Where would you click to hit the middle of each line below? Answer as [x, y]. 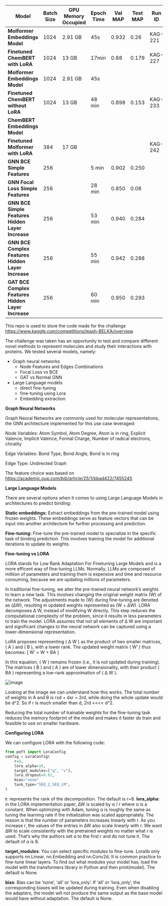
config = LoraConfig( [28, 756]
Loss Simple [22, 189]
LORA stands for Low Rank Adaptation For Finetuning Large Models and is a [83, 563]
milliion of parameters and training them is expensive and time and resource [83, 574]
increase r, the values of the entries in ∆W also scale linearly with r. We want [84, 825]
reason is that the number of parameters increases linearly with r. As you [80, 820]
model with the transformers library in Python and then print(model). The [80, 867]
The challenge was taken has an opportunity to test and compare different [82, 341]
